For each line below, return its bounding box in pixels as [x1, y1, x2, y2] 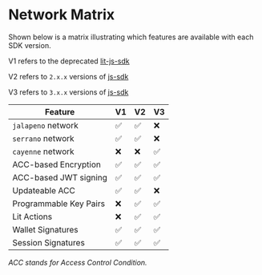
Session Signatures [12, 237, 86, 248]
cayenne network [12, 146, 75, 157]
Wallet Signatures [12, 224, 79, 235]
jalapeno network [12, 119, 79, 131]
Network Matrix [8, 6, 115, 24]
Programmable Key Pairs [12, 198, 106, 209]
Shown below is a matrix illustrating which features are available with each [8, 32, 254, 42]
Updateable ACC [12, 184, 76, 196]
